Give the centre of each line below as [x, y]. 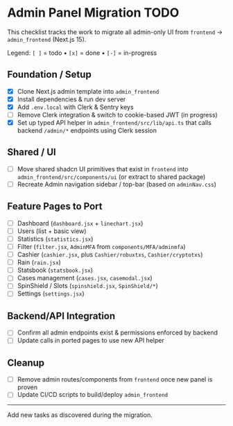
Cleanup [26, 363]
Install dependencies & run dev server [71, 99]
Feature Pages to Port [55, 206]
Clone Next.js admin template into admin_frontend [88, 91]
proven [27, 387]
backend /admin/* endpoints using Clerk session [87, 130]
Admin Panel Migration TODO [93, 13]
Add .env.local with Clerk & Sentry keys [75, 107]
